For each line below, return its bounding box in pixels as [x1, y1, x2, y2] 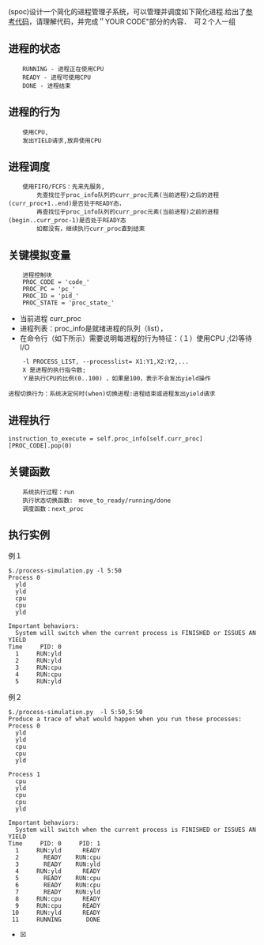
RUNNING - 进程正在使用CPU [22, 65, 104, 73]
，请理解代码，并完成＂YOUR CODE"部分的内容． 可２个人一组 [28, 17, 236, 26]
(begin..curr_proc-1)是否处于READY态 [8, 217, 126, 225]
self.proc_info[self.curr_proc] [96, 435, 203, 443]
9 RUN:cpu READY [15, 902, 101, 909]
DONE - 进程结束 [22, 81, 71, 89]
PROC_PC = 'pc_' [22, 285, 77, 293]
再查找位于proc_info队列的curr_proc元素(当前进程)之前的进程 [36, 208, 220, 216]
